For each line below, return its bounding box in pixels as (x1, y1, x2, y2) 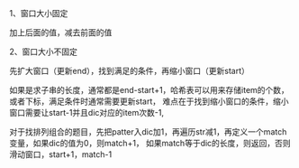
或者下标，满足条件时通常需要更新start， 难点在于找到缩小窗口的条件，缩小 (9, 96, 289, 107)
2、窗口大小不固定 (9, 46, 78, 57)
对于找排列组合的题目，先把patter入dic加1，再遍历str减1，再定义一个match (9, 126, 287, 137)
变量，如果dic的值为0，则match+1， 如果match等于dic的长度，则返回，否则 (9, 138, 291, 148)
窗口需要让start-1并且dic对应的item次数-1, (9, 107, 165, 117)
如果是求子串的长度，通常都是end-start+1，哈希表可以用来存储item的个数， (9, 85, 290, 95)
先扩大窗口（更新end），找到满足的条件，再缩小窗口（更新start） (9, 66, 249, 76)
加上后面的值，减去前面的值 (9, 27, 113, 38)
